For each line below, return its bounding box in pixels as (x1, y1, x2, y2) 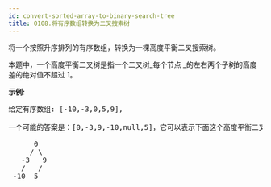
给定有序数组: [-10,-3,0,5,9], (8, 104, 123, 114)
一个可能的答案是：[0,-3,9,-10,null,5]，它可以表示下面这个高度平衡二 (8, 123, 260, 131)
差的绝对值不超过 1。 (8, 69, 77, 79)
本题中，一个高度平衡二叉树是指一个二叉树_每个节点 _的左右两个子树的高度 (8, 60, 257, 69)
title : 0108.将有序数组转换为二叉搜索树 (8, 19, 131, 27)
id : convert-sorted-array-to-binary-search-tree (8, 11, 175, 20)
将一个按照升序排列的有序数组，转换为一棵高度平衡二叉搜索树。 (8, 42, 220, 52)
